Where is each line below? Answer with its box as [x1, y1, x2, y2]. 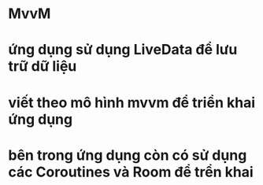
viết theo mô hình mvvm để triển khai [8, 94, 256, 111]
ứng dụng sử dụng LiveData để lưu [8, 41, 238, 59]
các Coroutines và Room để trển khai [8, 163, 254, 181]
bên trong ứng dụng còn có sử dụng [8, 146, 247, 164]
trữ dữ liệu [8, 57, 77, 76]
